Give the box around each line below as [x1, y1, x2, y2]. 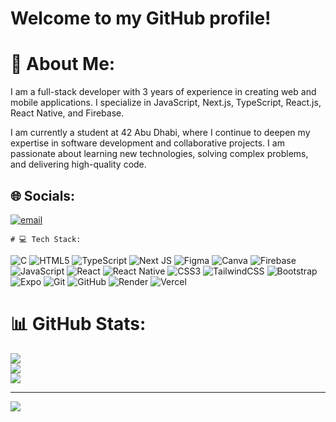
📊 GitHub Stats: [10, 313, 147, 336]
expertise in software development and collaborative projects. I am [10, 137, 285, 149]
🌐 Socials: [10, 187, 76, 204]
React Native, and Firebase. [10, 107, 125, 119]
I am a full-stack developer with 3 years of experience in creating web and [10, 86, 317, 98]
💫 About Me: [10, 53, 116, 76]
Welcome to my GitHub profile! [10, 7, 272, 30]
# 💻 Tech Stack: [10, 234, 82, 244]
